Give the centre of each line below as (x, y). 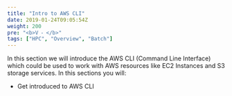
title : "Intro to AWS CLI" (46, 13)
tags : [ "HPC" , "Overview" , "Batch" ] (60, 39)
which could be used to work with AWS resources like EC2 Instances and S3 (116, 66)
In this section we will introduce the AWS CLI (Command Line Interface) (109, 58)
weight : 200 (24, 26)
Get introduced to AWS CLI (56, 86)
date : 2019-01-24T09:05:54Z (48, 20)
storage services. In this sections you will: (67, 73)
